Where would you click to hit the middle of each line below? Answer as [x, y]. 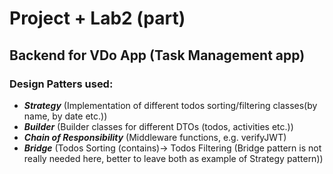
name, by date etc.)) [65, 116]
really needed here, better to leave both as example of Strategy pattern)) [173, 158]
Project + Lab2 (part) [97, 18]
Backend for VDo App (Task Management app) [157, 55]
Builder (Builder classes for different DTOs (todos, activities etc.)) [158, 126]
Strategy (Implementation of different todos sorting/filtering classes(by [170, 105]
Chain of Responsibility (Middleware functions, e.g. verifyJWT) [155, 137]
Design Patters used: [61, 84]
